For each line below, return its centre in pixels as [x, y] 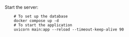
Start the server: [22, 7]
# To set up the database [41, 16]
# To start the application [43, 25]
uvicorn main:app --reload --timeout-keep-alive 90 [69, 29]
